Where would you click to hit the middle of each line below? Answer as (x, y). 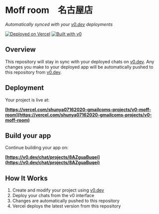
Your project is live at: (27, 100)
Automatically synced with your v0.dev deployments (59, 24)
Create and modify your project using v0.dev (58, 190)
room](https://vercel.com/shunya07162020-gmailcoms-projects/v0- (79, 114)
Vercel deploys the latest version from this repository (67, 206)
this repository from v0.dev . (34, 72)
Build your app (28, 136)
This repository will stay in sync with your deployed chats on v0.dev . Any (80, 61)
